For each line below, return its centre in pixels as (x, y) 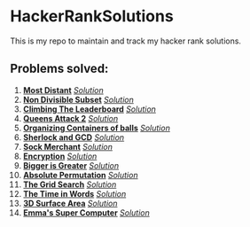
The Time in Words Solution (74, 193)
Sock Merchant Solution (68, 146)
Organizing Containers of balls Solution (97, 128)
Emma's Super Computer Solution (86, 212)
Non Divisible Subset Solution (78, 99)
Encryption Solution (60, 156)
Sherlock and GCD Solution (74, 137)
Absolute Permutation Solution (80, 175)
